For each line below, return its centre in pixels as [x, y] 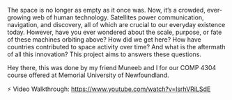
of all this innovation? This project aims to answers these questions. [105, 54]
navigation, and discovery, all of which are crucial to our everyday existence [116, 25]
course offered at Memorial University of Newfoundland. [88, 75]
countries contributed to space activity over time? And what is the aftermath [116, 47]
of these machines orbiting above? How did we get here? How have [104, 40]
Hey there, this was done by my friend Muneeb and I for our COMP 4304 [112, 68]
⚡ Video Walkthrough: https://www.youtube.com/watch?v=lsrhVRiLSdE [109, 89]
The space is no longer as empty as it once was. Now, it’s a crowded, [106, 10]
